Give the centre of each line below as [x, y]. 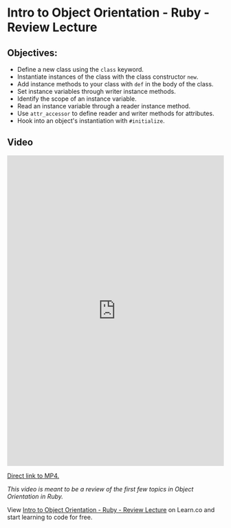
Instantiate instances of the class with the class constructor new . [108, 77]
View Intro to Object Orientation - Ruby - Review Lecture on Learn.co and [111, 509]
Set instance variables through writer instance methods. [97, 91]
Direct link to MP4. [33, 476]
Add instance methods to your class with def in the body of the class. [115, 84]
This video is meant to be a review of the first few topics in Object [100, 489]
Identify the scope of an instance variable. [77, 99]
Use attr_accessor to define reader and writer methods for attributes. [115, 113]
